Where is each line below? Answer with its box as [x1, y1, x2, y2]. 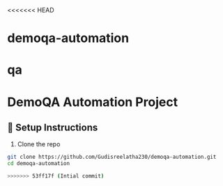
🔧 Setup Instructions [7, 121, 98, 133]
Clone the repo [17, 140, 61, 148]
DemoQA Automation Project [7, 94, 178, 110]
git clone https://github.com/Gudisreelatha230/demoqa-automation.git [7, 153, 217, 161]
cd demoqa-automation [7, 160, 70, 167]
